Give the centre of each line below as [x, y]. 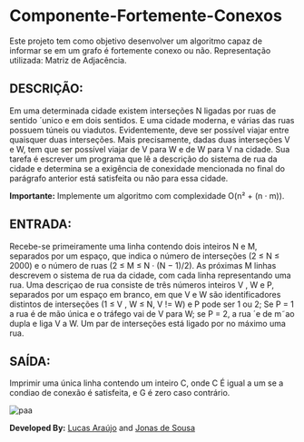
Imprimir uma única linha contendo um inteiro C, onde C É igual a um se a [147, 383]
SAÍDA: [30, 361]
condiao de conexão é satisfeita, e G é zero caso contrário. [120, 393]
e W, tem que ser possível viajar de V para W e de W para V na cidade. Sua [150, 149]
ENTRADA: [41, 225]
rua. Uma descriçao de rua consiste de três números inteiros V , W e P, [142, 285]
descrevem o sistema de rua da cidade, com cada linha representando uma [151, 275]
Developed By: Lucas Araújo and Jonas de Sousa [103, 428]
